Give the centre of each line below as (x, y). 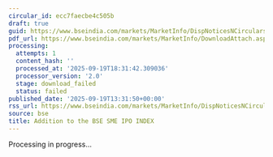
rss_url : (23, 106)
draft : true (28, 23)
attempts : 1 (36, 53)
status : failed (41, 91)
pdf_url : (23, 38)
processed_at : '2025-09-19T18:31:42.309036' (92, 69)
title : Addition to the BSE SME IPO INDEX (81, 121)
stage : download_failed (56, 83)
